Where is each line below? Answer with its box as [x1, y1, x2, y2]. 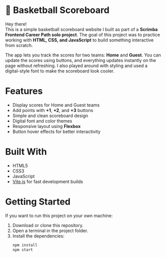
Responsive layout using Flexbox [12, 123, 81, 129]
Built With [5, 146, 47, 157]
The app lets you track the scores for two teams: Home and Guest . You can [5, 52, 161, 58]
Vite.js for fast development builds [12, 178, 83, 184]
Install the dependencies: [12, 232, 65, 239]
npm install [12, 242, 37, 247]
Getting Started [5, 196, 71, 207]
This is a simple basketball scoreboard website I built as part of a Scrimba [5, 26, 158, 32]
